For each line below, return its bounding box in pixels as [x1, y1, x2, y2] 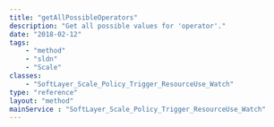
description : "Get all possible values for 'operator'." [9, 21, 227, 30]
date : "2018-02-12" [9, 30, 82, 38]
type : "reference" [9, 88, 78, 97]
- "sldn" [25, 55, 58, 63]
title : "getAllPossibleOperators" [9, 13, 139, 22]
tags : [9, 38, 30, 47]
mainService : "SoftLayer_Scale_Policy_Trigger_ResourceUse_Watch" [9, 105, 267, 114]
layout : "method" [9, 96, 74, 106]
